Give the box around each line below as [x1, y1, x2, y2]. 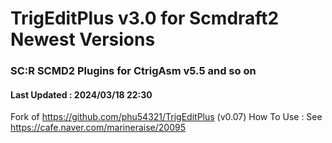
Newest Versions [10, 28, 156, 51]
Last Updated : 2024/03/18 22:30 [10, 88, 153, 101]
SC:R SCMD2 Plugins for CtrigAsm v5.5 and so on [10, 64, 257, 78]
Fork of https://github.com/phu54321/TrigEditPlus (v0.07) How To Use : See [10, 111, 323, 123]
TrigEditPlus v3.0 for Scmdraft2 [10, 7, 280, 30]
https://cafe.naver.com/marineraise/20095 [10, 122, 186, 134]
